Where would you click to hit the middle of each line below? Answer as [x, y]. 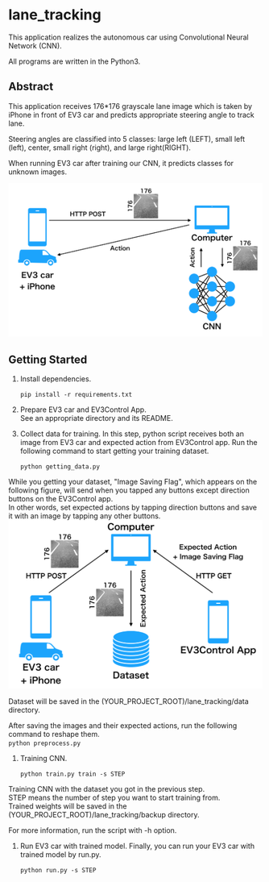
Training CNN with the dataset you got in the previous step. [107, 789]
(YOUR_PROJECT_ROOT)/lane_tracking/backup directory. [104, 815]
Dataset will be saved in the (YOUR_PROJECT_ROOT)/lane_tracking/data [129, 701]
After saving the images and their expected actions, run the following [123, 726]
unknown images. [37, 172]
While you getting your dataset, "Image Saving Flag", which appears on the [133, 482]
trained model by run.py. [61, 855]
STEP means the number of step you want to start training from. [114, 798]
